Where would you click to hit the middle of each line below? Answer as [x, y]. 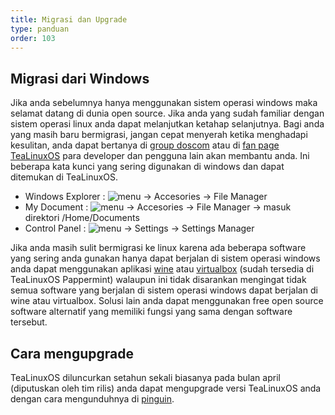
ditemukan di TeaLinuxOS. [64, 177]
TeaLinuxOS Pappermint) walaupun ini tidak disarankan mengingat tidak [158, 280]
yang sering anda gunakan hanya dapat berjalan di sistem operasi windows [165, 258]
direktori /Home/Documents [82, 218]
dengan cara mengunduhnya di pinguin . [92, 399]
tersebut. [29, 322]
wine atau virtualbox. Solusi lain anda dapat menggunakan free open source [167, 301]
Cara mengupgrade [72, 353]
